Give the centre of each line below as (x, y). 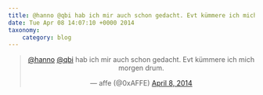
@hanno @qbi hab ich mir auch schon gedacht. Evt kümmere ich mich (141, 60)
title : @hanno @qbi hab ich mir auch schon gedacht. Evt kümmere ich (124, 15)
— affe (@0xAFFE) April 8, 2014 (141, 83)
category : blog (47, 37)
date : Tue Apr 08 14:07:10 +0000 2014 (71, 23)
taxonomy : (24, 30)
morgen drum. (141, 68)
